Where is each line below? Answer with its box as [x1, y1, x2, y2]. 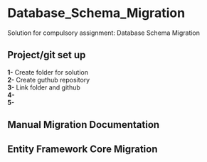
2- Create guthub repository [7, 75, 90, 84]
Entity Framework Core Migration [7, 143, 158, 155]
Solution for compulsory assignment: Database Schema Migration [7, 28, 201, 37]
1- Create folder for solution [7, 67, 89, 76]
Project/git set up [7, 49, 86, 61]
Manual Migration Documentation [7, 119, 160, 131]
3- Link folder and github [7, 83, 80, 92]
